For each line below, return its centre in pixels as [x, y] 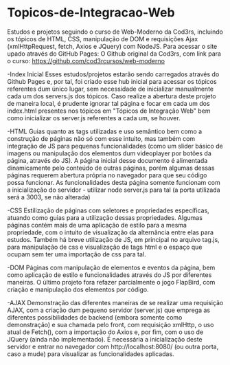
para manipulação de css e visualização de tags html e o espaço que [105, 247]
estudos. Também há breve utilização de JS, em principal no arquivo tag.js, [113, 239]
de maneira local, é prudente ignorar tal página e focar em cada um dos [109, 103]
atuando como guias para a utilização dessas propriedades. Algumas [105, 217]
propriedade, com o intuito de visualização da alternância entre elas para [111, 232]
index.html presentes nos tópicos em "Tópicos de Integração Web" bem [109, 111]
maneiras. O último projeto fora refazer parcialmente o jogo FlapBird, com [111, 282]
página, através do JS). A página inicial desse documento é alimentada [107, 160]
